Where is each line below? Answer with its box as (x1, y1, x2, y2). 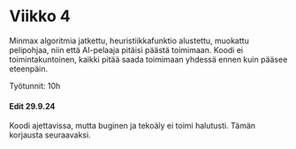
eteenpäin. (9, 63, 49, 74)
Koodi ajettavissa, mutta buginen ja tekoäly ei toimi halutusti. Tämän (9, 121, 256, 131)
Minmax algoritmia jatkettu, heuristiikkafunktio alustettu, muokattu (9, 35, 249, 46)
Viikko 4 (9, 6, 71, 26)
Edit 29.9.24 (9, 101, 56, 111)
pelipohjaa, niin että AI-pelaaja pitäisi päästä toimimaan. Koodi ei (9, 44, 244, 55)
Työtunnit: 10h (9, 80, 61, 91)
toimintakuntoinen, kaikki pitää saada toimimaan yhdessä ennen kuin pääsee (9, 54, 288, 64)
